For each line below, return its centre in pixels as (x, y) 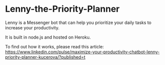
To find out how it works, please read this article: (55, 46)
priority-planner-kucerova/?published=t (45, 57)
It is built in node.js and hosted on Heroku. (48, 37)
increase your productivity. (33, 27)
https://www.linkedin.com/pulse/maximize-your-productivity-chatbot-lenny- (82, 52)
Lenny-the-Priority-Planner (62, 9)
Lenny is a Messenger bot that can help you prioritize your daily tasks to (78, 22)
